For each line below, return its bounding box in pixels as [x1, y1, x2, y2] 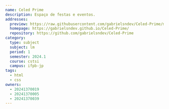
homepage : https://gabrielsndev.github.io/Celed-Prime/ [10, 26, 129, 31]
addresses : [5, 17, 28, 22]
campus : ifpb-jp [10, 63, 44, 68]
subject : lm [10, 45, 35, 50]
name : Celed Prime [5, 7, 44, 13]
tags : [5, 68, 17, 73]
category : [5, 36, 26, 41]
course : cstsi [10, 59, 39, 64]
